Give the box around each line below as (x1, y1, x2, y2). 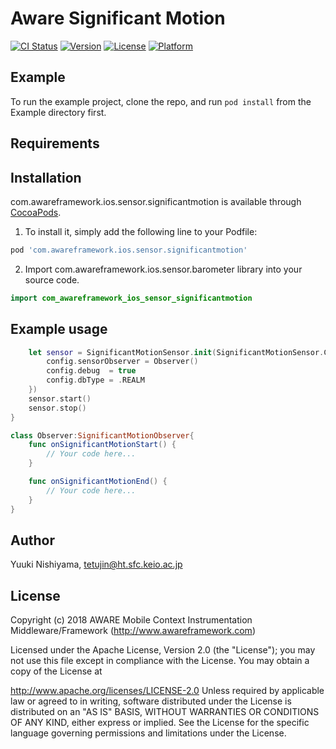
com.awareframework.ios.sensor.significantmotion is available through (10, 195, 302, 207)
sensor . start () (28, 393, 92, 404)
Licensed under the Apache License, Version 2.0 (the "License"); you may (10, 644, 316, 656)
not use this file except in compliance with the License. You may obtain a (10, 655, 310, 667)
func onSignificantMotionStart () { (28, 440, 177, 450)
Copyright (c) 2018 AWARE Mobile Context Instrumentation (10, 614, 253, 626)
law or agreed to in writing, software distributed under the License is (10, 695, 292, 707)
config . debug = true (46, 366, 137, 376)
